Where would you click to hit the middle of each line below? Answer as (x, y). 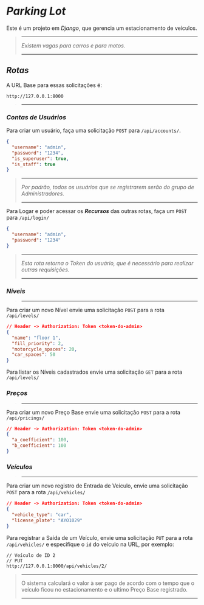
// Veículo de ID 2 (31, 555)
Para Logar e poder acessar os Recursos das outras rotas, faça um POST (97, 211)
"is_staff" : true (34, 164)
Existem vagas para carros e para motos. (73, 45)
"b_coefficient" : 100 (39, 446)
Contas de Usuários (36, 117)
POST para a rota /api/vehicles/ (46, 492)
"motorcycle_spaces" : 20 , (45, 349)
